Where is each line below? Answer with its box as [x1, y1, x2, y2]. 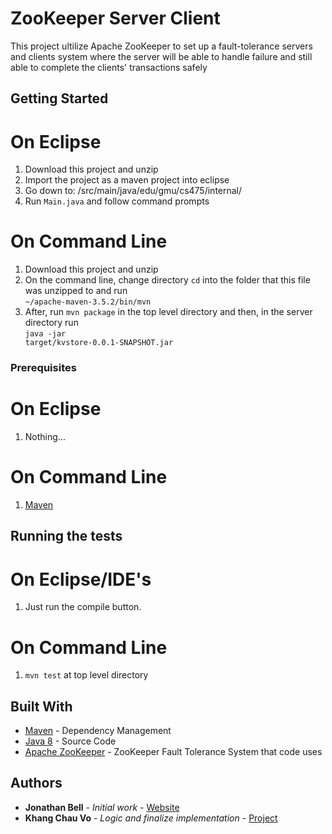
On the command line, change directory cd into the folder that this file [24, 274, 311, 286]
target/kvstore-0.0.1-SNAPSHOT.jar [24, 338, 174, 348]
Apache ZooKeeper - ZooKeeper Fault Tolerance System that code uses [24, 746, 323, 758]
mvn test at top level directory [24, 669, 149, 681]
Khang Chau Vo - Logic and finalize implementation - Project [24, 812, 278, 824]
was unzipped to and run [24, 285, 128, 297]
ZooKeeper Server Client [10, 7, 221, 30]
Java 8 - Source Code [24, 735, 117, 747]
